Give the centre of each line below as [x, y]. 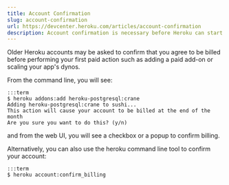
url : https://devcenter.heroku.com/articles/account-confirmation [104, 26]
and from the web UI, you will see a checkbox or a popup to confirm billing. [113, 135]
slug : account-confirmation [47, 20]
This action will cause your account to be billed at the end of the [109, 111]
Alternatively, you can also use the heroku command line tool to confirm [109, 149]
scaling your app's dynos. [44, 67]
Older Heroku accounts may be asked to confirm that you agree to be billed [114, 52]
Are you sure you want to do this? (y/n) [67, 123]
